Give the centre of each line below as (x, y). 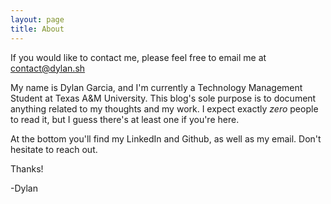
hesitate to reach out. (54, 149)
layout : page (37, 19)
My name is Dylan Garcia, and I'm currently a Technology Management (156, 87)
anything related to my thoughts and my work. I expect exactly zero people (164, 108)
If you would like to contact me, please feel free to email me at (138, 57)
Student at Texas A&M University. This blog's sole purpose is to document (163, 98)
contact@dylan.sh (48, 68)
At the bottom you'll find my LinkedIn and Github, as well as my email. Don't (166, 138)
